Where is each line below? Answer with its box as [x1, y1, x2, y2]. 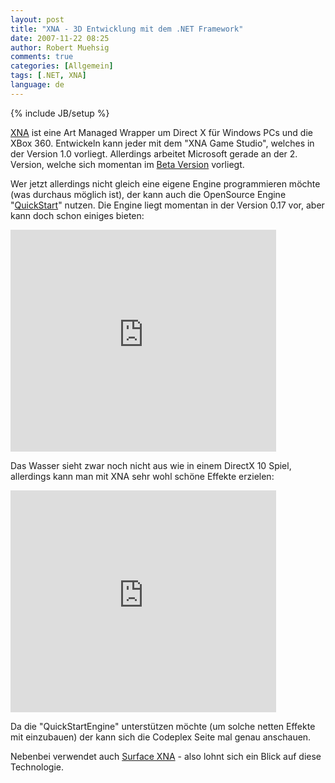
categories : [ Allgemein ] [10, 61, 114, 71]
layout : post [10, 14, 65, 25]
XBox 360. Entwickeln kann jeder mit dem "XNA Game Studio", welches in [10, 137, 315, 149]
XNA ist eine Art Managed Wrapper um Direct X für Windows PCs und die [10, 126, 313, 138]
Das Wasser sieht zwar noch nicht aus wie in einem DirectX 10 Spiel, [10, 459, 292, 471]
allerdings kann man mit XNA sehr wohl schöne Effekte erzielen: [10, 470, 275, 482]
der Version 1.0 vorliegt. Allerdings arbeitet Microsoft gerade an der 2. [10, 147, 298, 160]
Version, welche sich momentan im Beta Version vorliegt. [10, 158, 245, 170]
